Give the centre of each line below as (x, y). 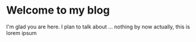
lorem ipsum (22, 33)
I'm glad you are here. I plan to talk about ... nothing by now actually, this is (98, 27)
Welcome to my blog (58, 10)
